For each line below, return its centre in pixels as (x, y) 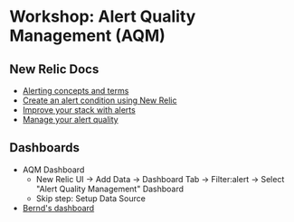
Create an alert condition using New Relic (100, 100)
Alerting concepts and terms (76, 91)
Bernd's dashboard (58, 208)
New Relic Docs (54, 69)
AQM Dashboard (53, 170)
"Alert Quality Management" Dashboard (109, 189)
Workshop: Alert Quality (103, 17)
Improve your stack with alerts (79, 110)
